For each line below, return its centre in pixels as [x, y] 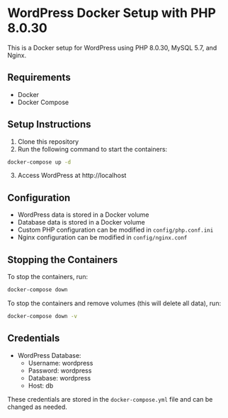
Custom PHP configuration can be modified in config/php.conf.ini [115, 230]
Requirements [39, 78]
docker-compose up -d [39, 162]
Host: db [41, 385]
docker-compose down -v [42, 316]
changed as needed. [37, 407]
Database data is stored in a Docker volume [81, 222]
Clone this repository [48, 141]
